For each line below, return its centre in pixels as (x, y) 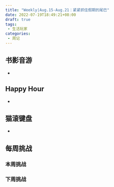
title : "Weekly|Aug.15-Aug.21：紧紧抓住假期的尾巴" (57, 10)
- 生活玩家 (18, 29)
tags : (11, 24)
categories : (18, 34)
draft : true (18, 19)
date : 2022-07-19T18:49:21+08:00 (41, 15)
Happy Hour (25, 89)
